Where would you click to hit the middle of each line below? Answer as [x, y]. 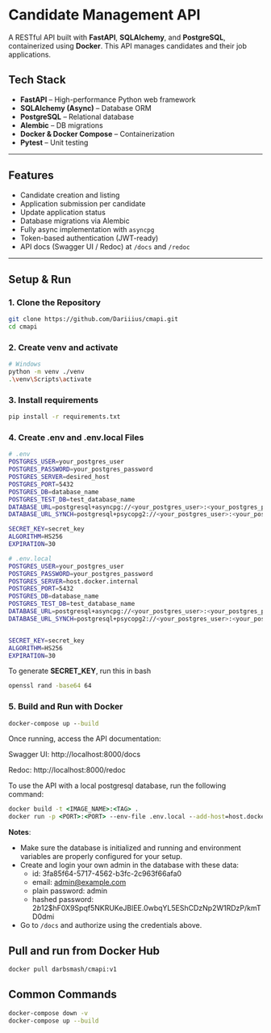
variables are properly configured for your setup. [101, 857]
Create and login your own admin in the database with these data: [129, 865]
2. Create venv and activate [63, 347]
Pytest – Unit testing [54, 142]
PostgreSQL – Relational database [77, 116]
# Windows [25, 364]
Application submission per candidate [83, 203]
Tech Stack [37, 80]
